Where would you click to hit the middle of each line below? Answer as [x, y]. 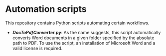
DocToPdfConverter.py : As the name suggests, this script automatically [86, 32]
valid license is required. [37, 48]
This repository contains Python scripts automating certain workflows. [77, 23]
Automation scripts [46, 9]
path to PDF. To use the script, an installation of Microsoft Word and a [84, 43]
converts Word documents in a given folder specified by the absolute [83, 38]
